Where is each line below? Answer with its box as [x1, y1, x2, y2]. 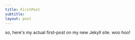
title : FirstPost [5, 7, 40, 12]
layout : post [5, 16, 32, 21]
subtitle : [5, 12, 25, 17]
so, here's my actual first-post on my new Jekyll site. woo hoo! [5, 30, 131, 36]
